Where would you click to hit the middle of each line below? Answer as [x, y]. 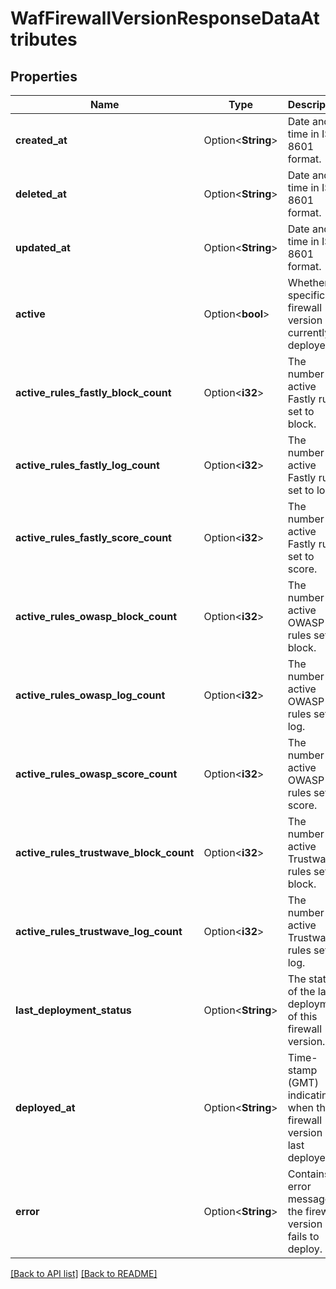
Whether [308, 282]
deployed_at [45, 1107]
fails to [303, 1236]
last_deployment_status [73, 1010]
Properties [44, 76]
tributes [44, 39]
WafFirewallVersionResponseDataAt [165, 18]
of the [301, 991]
